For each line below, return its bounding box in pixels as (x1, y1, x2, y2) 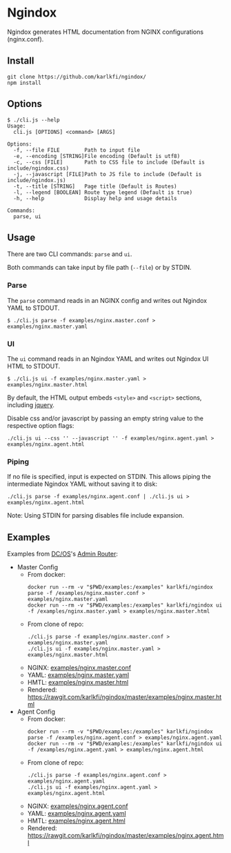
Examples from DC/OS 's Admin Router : (7, 550, 119, 558)
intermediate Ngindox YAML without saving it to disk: (7, 480, 157, 488)
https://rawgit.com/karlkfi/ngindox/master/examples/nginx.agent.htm (27, 832, 224, 840)
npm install (7, 79, 41, 86)
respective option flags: (7, 421, 74, 429)
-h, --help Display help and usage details (13, 195, 177, 202)
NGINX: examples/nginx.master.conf (27, 664, 132, 672)
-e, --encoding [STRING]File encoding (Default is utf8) (13, 153, 181, 159)
